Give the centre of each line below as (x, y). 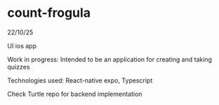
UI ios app (22, 45)
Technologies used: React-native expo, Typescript (80, 80)
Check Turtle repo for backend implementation (75, 94)
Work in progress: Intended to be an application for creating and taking (110, 59)
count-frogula (49, 13)
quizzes (19, 66)
